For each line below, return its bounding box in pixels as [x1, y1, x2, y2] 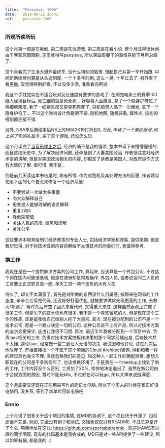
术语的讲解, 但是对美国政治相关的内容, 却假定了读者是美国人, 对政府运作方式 [5, 156, 159, 162]
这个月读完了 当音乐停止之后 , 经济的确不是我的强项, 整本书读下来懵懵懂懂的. [5, 143, 158, 149]
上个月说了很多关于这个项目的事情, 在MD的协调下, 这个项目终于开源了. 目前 [5, 413, 158, 419]
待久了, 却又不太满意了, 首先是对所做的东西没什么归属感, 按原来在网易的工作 [5, 291, 159, 297]
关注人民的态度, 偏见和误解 [12, 220, 67, 226]
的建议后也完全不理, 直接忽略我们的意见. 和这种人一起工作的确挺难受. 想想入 [5, 353, 159, 359]
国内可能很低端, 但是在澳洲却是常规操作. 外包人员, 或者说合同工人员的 [18, 275, 159, 281]
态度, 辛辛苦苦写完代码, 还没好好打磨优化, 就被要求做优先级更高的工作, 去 [5, 297, 153, 303]
